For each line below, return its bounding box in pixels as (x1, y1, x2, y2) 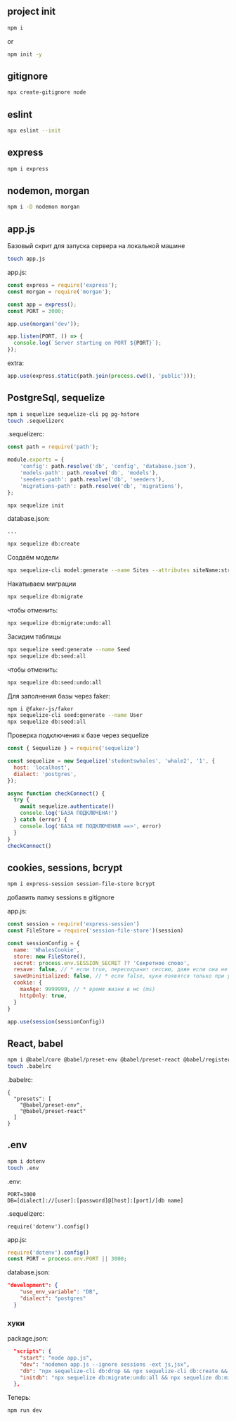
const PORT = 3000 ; (7, 307, 65, 314)
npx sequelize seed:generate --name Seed (7, 646, 131, 653)
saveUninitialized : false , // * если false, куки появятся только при (13, 973, 225, 980)
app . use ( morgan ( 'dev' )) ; (7, 320, 80, 327)
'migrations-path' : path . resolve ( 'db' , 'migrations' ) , (20, 482, 184, 489)
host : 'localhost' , (13, 764, 71, 771)
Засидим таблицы (7, 632, 62, 641)
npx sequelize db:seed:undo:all (7, 679, 102, 686)
